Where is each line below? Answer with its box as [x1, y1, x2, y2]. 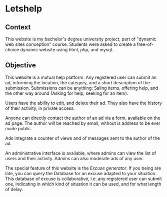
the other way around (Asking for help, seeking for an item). [5, 90, 128, 96]
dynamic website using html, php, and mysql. [20, 47, 113, 52]
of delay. [5, 186, 23, 192]
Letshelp [5, 3, 42, 14]
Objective [5, 61, 36, 70]
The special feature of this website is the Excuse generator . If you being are [5, 165, 161, 171]
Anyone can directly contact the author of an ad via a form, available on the [5, 115, 160, 121]
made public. [5, 125, 32, 131]
